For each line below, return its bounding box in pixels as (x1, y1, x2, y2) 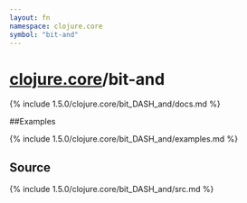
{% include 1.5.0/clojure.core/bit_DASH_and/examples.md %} (9, 134, 238, 144)
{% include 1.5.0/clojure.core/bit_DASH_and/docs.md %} (9, 98, 222, 109)
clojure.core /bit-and (9, 69, 166, 89)
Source (9, 160, 52, 175)
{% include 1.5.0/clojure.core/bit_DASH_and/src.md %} (9, 184, 214, 195)
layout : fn (9, 13, 51, 23)
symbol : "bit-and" (9, 30, 79, 39)
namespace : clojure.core (9, 22, 103, 31)
